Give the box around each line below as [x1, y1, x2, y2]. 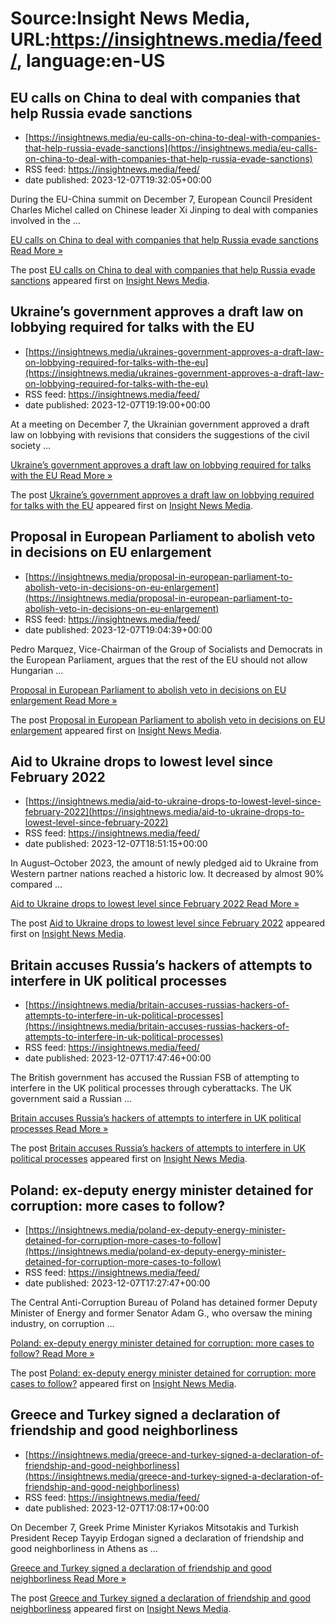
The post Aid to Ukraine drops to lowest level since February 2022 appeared [10, 917, 326, 929]
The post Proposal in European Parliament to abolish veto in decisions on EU [10, 713, 326, 726]
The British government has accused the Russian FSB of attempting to [10, 1072, 300, 1084]
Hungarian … [10, 664, 64, 676]
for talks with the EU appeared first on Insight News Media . [10, 499, 254, 511]
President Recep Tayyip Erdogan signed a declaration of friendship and [10, 1532, 305, 1544]
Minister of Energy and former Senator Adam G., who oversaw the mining [10, 1307, 313, 1319]
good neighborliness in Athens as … [10, 1542, 158, 1554]
